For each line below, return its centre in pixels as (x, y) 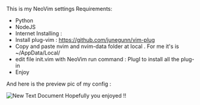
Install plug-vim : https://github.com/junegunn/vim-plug (85, 40)
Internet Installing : (38, 33)
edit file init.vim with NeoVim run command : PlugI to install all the (97, 59)
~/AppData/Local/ (37, 53)
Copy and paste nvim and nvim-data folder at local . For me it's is (97, 46)
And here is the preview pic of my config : (59, 84)
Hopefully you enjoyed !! (96, 96)
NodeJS (25, 27)
